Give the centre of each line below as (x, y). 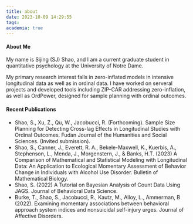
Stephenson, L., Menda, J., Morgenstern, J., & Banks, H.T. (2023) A (96, 154)
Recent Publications (31, 110)
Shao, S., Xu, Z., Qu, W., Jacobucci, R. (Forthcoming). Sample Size (95, 122)
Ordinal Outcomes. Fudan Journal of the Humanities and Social (91, 135)
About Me (18, 46)
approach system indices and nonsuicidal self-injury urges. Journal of (99, 209)
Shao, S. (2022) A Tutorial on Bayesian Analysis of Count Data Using (97, 185)
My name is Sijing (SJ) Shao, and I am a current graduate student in (88, 60)
